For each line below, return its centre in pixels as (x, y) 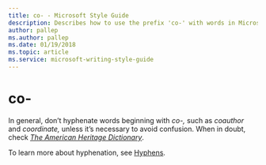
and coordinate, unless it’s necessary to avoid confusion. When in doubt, (127, 129)
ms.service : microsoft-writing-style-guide (81, 60)
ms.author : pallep (38, 37)
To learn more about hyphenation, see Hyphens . (87, 152)
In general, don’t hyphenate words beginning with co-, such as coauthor (126, 120)
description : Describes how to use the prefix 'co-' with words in (122, 23)
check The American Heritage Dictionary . (76, 137)
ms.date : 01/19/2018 (42, 45)
